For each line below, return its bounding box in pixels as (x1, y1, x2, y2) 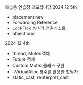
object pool (12, 31, 36, 36)
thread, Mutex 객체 (12, 51, 50, 56)
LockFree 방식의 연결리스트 (12, 25, 66, 31)
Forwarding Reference (12, 19, 58, 25)
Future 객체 (12, 57, 35, 62)
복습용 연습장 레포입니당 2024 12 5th (5, 4, 77, 10)
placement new (12, 14, 44, 20)
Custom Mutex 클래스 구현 (12, 63, 65, 68)
